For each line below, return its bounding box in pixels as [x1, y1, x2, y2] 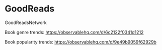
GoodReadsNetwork [5, 19, 47, 25]
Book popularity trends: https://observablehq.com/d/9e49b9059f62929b [5, 38, 157, 45]
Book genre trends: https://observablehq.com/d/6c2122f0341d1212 [5, 29, 144, 35]
